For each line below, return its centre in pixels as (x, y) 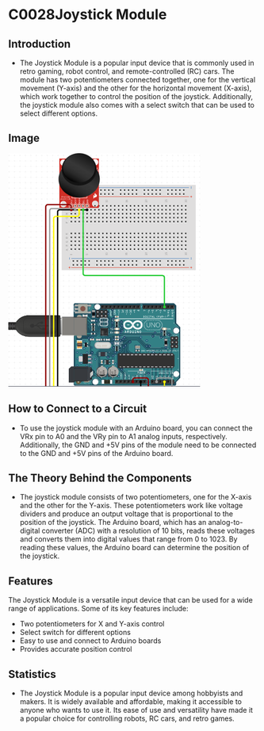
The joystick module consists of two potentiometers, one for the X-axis (136, 497)
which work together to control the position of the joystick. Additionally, (136, 96)
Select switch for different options (75, 633)
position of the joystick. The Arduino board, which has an (113, 522)
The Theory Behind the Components (100, 478)
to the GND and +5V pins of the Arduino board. (96, 453)
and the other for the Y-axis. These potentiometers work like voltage (131, 506)
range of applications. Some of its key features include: (98, 609)
